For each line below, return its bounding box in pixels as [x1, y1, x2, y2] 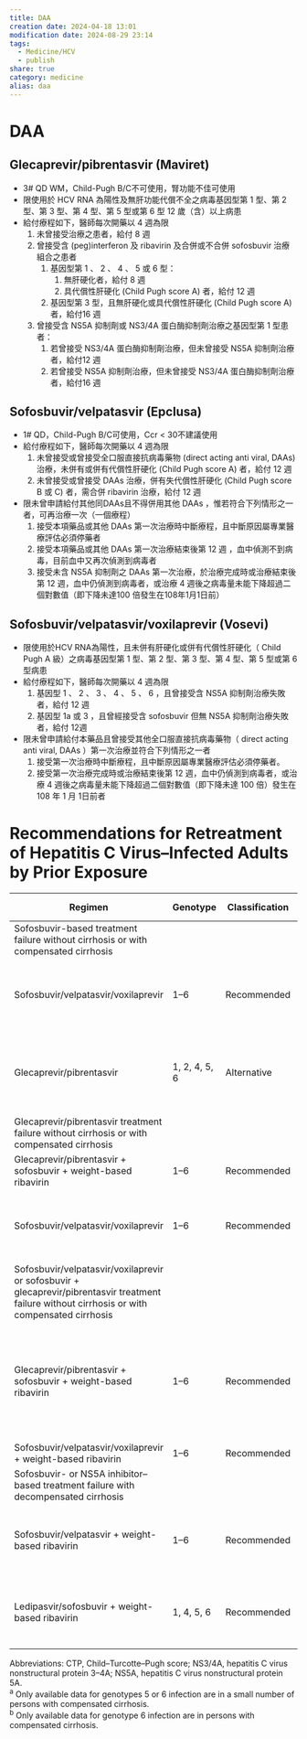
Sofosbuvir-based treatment [14, 922, 138, 935]
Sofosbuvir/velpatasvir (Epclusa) [9, 404, 203, 420]
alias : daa [9, 81, 51, 91]
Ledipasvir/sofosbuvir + [14, 1600, 116, 1613]
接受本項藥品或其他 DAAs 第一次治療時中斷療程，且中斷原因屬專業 [36, 521, 287, 531]
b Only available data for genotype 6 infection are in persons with [9, 1708, 255, 1721]
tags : [9, 38, 30, 48]
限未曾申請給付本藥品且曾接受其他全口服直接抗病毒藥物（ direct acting [22, 734, 290, 745]
